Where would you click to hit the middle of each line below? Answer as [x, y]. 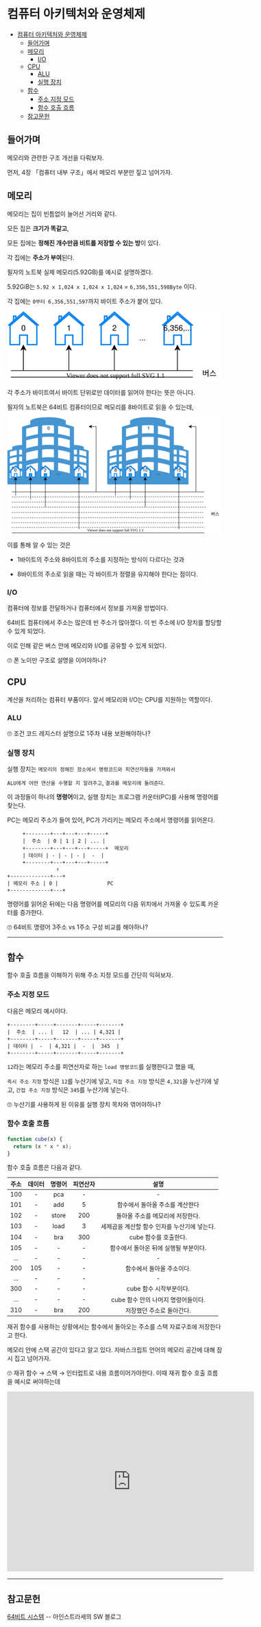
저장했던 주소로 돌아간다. [159, 1310]
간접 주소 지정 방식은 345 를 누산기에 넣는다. [72, 1090]
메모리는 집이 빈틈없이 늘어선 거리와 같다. [62, 214]
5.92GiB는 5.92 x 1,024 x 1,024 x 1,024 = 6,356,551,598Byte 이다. [102, 286]
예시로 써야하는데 [37, 1382]
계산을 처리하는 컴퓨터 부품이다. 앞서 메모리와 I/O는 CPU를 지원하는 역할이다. [110, 699]
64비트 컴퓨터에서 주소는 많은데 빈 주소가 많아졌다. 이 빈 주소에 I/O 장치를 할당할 [114, 622]
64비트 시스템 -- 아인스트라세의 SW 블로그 [64, 1617]
